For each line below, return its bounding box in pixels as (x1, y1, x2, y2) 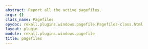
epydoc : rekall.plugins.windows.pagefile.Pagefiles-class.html (5, 21, 143, 27)
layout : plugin (5, 27, 38, 32)
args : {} (5, 12, 24, 17)
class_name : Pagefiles (5, 17, 54, 22)
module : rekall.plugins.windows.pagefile (5, 31, 95, 36)
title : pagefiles (5, 36, 43, 41)
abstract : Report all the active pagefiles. (5, 7, 102, 13)
